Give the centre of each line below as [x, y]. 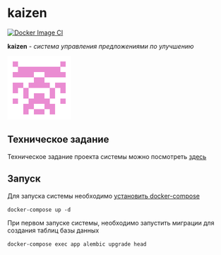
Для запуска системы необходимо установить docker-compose [103, 196]
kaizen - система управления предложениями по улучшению [101, 46]
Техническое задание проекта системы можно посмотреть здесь [107, 156]
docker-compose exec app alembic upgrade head [77, 244]
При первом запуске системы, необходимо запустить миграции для [111, 223]
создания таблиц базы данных [53, 230]
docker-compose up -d [39, 210]
